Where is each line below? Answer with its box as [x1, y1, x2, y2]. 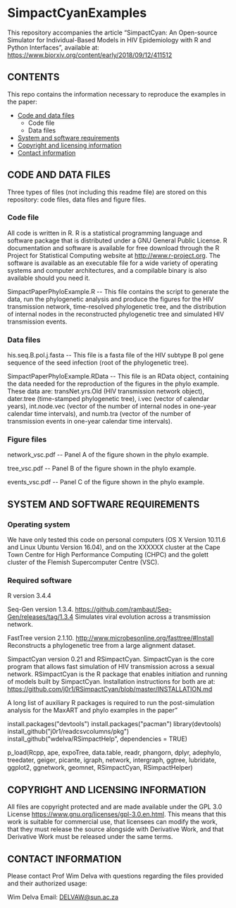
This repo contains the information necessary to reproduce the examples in [7, 90, 226, 98]
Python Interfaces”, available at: [7, 43, 100, 51]
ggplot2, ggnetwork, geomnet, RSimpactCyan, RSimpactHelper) [7, 763, 193, 772]
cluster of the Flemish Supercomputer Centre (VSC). [7, 558, 160, 567]
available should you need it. [7, 274, 90, 282]
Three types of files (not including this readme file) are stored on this [7, 188, 207, 196]
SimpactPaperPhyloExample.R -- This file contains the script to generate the [7, 287, 229, 295]
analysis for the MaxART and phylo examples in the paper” [7, 706, 178, 715]
